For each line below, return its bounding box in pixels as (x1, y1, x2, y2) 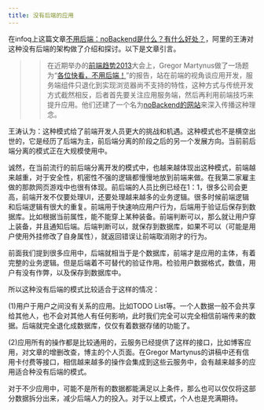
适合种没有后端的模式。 (14, 367, 91, 376)
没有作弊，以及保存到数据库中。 (21, 268, 126, 277)
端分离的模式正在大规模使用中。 (8, 146, 112, 156)
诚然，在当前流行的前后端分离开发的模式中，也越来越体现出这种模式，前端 (8, 163, 249, 172)
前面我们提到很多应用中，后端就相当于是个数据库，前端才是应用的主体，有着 (8, 248, 256, 258)
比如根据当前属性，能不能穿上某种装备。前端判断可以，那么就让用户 (28, 211, 249, 221)
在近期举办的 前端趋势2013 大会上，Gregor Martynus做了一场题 (46, 60, 249, 70)
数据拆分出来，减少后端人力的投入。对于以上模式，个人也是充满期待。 (14, 394, 242, 403)
